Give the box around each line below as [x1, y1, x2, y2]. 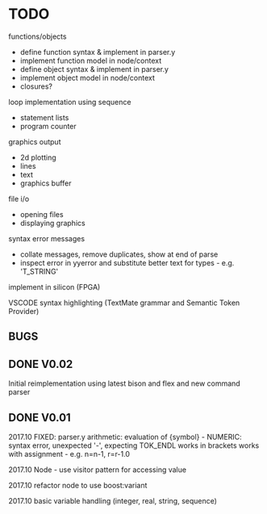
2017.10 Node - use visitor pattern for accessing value [8, 465, 187, 474]
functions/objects [8, 31, 67, 41]
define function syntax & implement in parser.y [19, 47, 176, 56]
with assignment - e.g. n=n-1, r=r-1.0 [8, 449, 131, 458]
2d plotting [19, 153, 56, 162]
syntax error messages [8, 233, 86, 243]
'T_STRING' [19, 266, 59, 276]
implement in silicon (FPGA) [8, 282, 101, 291]
